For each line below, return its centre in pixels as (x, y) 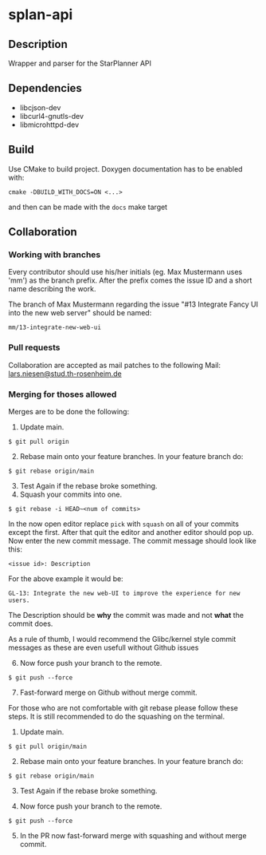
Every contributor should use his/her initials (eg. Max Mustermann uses (125, 272)
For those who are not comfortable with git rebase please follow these (123, 707)
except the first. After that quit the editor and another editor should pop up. (131, 532)
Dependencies (45, 88)
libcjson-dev (40, 107)
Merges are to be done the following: (69, 411)
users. (19, 600)
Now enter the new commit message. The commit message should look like (132, 540)
